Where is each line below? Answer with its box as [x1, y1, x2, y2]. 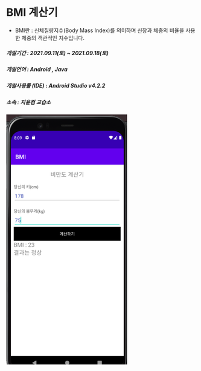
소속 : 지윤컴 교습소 [6, 98, 51, 106]
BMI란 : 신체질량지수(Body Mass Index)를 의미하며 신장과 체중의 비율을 [14, 27, 185, 34]
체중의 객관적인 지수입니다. [21, 34, 85, 41]
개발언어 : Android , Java [6, 65, 68, 73]
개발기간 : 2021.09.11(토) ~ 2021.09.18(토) [6, 49, 109, 56]
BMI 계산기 [6, 5, 59, 19]
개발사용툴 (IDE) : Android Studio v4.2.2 [6, 82, 106, 90]
